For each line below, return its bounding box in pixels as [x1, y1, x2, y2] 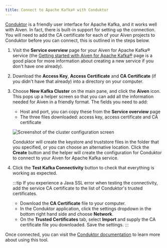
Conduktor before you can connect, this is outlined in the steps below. [5, 37, 150, 43]
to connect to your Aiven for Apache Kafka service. [12, 155, 119, 161]
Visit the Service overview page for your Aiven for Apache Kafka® [12, 47, 150, 53]
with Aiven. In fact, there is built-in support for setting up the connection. [5, 26, 156, 33]
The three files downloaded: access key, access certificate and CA [20, 114, 158, 120]
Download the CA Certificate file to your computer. [20, 200, 126, 206]
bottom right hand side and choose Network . [20, 211, 114, 217]
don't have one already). [12, 63, 64, 69]
